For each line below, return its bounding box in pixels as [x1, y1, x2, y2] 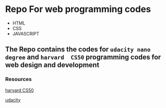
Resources [5, 76, 32, 83]
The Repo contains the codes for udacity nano [5, 45, 151, 53]
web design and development [5, 61, 99, 69]
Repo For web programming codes [5, 3, 151, 15]
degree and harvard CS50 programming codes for [5, 53, 161, 61]
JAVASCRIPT [12, 30, 39, 36]
